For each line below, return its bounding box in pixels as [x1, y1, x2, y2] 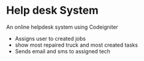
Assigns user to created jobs [14, 35, 86, 42]
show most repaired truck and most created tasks [14, 41, 138, 48]
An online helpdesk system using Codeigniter [6, 23, 119, 30]
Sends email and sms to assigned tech [14, 47, 110, 54]
